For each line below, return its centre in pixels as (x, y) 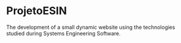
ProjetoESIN (36, 11)
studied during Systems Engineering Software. (64, 33)
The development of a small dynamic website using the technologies (90, 27)
